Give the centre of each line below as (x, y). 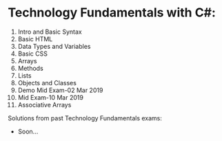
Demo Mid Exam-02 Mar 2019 (60, 90)
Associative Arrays (44, 105)
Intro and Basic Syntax (50, 32)
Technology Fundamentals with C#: (112, 13)
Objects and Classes (47, 83)
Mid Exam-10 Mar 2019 (50, 97)
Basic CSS (32, 54)
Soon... (28, 131)
